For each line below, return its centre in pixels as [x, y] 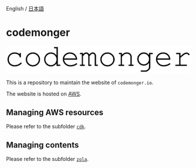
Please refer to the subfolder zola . [48, 159]
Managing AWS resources [55, 112]
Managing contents [43, 145]
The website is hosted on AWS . [44, 94]
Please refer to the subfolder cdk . [46, 126]
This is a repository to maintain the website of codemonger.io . [80, 83]
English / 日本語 [25, 8]
